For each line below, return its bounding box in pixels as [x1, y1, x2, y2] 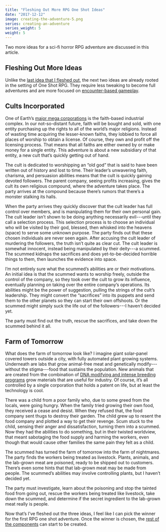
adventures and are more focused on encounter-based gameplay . [5, 88, 140, 94]
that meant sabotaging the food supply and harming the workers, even [5, 434, 149, 440]
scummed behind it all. [5, 323, 52, 329]
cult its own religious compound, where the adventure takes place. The [5, 183, 150, 189]
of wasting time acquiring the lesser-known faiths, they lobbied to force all [5, 131, 157, 137]
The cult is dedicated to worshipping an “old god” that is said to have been [5, 162, 158, 168]
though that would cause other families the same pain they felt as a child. [5, 439, 155, 445]
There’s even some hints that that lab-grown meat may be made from [5, 465, 147, 471]
